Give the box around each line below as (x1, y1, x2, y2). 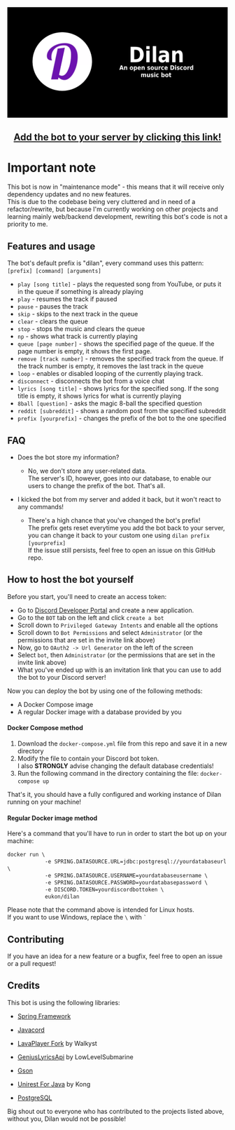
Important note (7, 159, 97, 175)
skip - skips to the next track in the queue (17, 310, 138, 318)
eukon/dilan (44, 894, 80, 901)
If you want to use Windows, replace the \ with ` (7, 913, 147, 922)
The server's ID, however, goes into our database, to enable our (27, 473, 212, 483)
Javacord (17, 1025, 45, 1034)
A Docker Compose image (17, 700, 94, 708)
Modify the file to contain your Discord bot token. (17, 754, 159, 762)
